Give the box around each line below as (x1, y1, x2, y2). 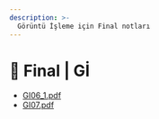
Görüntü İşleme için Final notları (17, 22, 151, 31)
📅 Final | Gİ (9, 60, 90, 81)
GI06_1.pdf (22, 90, 61, 101)
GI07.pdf (22, 100, 55, 111)
